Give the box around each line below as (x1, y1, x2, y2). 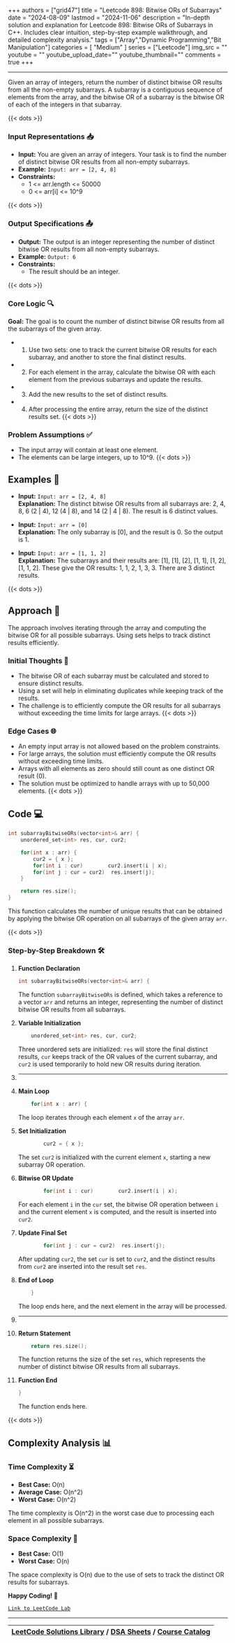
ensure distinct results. (17, 679, 84, 688)
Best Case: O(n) (17, 1480, 66, 1488)
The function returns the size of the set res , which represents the (17, 1355, 206, 1363)
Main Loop (17, 1087, 50, 1095)
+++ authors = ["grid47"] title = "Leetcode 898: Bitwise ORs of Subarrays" (8, 6, 222, 14)
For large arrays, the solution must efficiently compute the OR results (17, 750, 217, 758)
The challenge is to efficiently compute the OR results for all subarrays (17, 702, 221, 710)
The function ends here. (17, 1402, 88, 1411)
